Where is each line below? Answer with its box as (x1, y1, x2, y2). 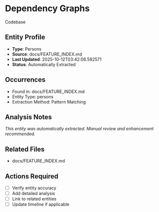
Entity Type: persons (12, 93, 54, 100)
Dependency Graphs (5, 3, 90, 14)
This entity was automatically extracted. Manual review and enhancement (5, 126, 154, 132)
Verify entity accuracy (12, 185, 57, 191)
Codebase (5, 19, 26, 25)
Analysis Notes (5, 113, 52, 121)
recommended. (5, 131, 35, 137)
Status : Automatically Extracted (12, 61, 76, 67)
